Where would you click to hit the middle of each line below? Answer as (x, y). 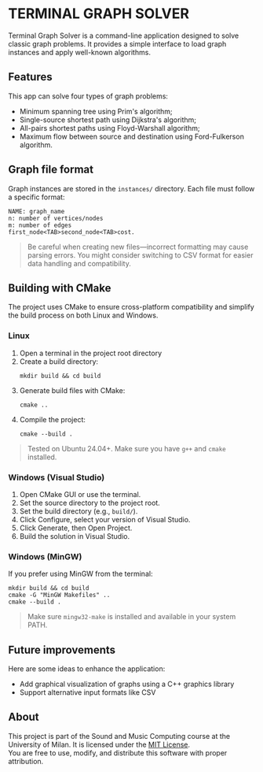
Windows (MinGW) (45, 556)
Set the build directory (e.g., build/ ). (79, 511)
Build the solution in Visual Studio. (75, 536)
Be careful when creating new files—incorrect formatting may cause (138, 247)
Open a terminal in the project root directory (91, 353)
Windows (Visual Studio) (57, 477)
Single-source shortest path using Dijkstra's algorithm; (108, 120)
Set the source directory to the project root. (90, 503)
